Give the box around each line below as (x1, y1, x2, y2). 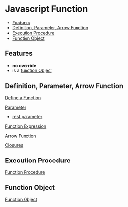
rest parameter (12, 114, 43, 119)
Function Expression (5, 123, 47, 129)
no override (12, 62, 37, 68)
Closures (5, 142, 24, 148)
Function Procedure (5, 169, 45, 175)
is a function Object (12, 68, 52, 73)
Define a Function (5, 94, 41, 101)
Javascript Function (5, 3, 88, 15)
